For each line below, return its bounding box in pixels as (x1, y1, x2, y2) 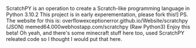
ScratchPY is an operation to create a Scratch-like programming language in (6, 5, 190, 12)
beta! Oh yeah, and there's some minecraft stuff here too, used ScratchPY (6, 29, 185, 36)
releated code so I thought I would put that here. (6, 36, 123, 42)
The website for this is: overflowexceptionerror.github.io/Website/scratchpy (6, 17, 188, 24)
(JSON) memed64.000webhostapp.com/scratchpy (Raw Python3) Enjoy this (6, 23, 191, 30)
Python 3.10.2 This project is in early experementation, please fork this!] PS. (6, 11, 188, 18)
